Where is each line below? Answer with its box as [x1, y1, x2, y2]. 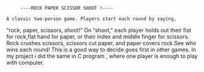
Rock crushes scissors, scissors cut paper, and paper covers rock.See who [6, 40, 197, 46]
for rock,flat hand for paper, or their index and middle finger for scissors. [6, 33, 190, 40]
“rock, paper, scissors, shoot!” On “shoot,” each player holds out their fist [6, 27, 192, 34]
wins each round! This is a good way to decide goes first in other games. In [6, 46, 196, 53]
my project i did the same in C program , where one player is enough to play [6, 52, 198, 60]
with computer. [6, 59, 45, 66]
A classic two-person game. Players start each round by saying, [6, 16, 176, 22]
